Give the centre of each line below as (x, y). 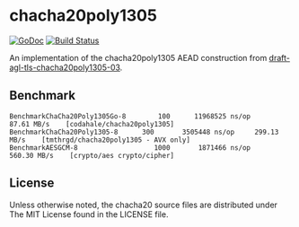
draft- (279, 57)
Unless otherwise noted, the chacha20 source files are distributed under (144, 205)
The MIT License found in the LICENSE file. (89, 214)
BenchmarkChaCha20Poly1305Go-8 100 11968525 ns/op (130, 116)
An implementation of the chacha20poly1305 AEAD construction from (138, 57)
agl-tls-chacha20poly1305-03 (65, 67)
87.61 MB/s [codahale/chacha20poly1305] (92, 124)
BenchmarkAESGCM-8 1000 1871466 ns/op (130, 148)
